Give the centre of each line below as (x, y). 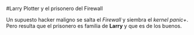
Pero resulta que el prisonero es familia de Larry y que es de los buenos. (94, 26)
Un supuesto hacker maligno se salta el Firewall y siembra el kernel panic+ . (97, 20)
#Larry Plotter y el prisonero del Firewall (55, 8)
